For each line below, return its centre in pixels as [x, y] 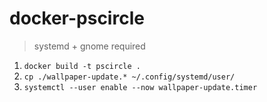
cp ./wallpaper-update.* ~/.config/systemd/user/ [129, 77]
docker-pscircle [77, 18]
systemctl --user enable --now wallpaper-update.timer [140, 87]
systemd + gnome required [89, 46]
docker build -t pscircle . [82, 66]
